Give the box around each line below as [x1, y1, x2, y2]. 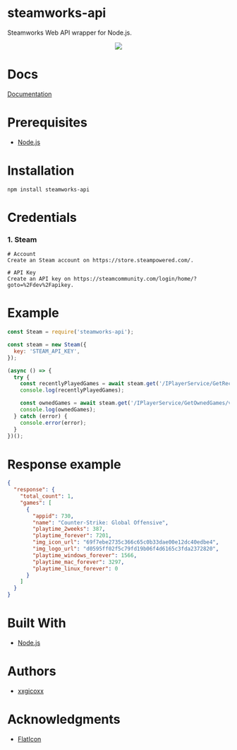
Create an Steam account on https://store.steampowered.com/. [7, 257, 194, 264]
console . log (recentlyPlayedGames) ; [20, 387, 125, 394]
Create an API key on [7, 276, 71, 283]
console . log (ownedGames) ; [20, 406, 97, 414]
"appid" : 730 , [32, 512, 74, 520]
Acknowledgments [7, 712, 121, 727]
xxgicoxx [17, 686, 44, 695]
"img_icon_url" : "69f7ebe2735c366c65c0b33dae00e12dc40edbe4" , [32, 539, 219, 546]
